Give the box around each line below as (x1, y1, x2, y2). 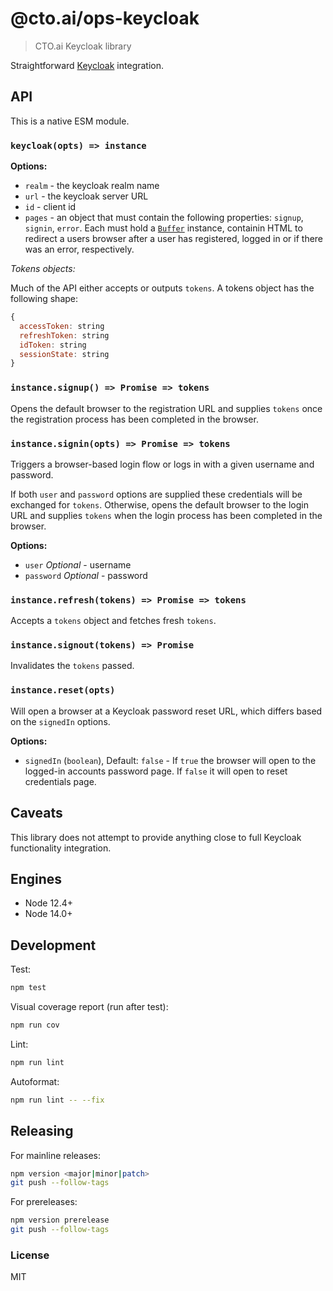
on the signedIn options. (10, 715, 111, 727)
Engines (10, 870, 63, 887)
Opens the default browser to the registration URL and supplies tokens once (10, 402, 323, 414)
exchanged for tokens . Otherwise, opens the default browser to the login (10, 498, 309, 511)
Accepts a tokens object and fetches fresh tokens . (10, 615, 217, 627)
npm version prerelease (10, 1215, 110, 1226)
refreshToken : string (19, 330, 110, 341)
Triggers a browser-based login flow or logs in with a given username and (10, 458, 315, 470)
